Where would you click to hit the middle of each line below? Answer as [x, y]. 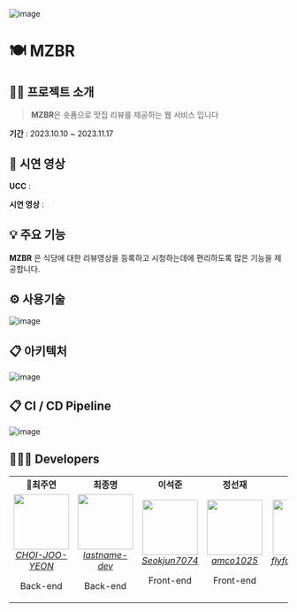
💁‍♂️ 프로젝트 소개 [52, 92]
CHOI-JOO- [42, 555]
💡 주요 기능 [38, 235]
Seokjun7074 [170, 560]
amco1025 [235, 560]
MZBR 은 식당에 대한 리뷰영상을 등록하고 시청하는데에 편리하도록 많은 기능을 [141, 257]
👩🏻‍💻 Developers [54, 459]
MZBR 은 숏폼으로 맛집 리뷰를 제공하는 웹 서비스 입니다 [125, 115]
